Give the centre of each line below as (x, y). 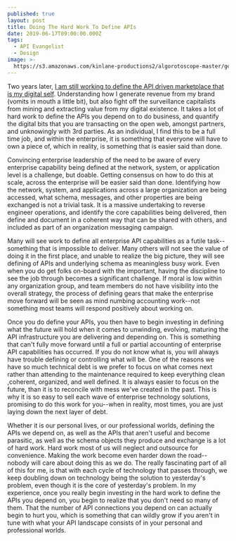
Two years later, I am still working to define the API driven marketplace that (116, 86)
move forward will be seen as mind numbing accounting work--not (104, 301)
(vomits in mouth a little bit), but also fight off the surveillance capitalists (111, 101)
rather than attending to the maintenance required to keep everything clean (116, 374)
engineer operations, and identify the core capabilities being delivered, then (117, 212)
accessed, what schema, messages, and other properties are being (105, 197)
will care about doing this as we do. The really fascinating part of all (129, 463)
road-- (198, 455)
